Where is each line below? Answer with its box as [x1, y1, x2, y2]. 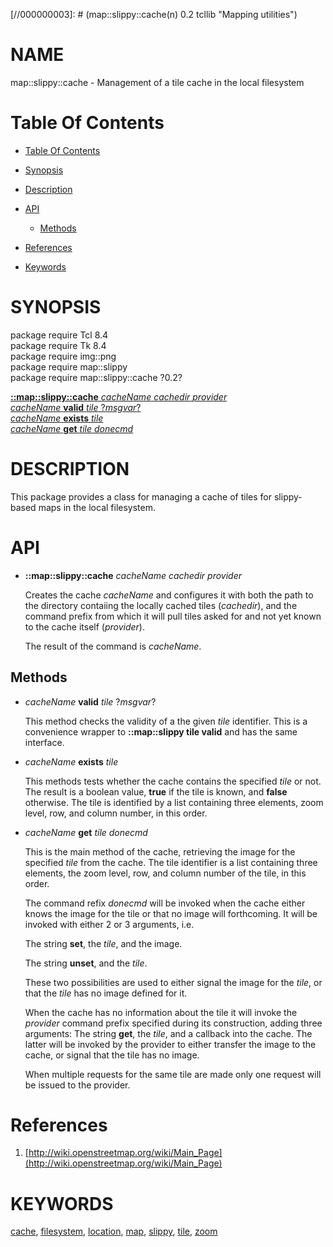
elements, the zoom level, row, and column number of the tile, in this [24, 867, 307, 879]
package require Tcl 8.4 [10, 329, 109, 341]
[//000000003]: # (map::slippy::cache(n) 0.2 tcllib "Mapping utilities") [10, 9, 298, 20]
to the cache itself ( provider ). [24, 620, 145, 633]
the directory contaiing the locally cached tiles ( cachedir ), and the [24, 599, 298, 611]
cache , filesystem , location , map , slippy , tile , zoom [10, 1225, 218, 1238]
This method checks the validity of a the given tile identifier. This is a [24, 715, 308, 727]
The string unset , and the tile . [24, 957, 148, 969]
